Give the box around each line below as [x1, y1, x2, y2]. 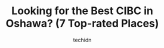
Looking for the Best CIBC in [11, 4, 153, 18]
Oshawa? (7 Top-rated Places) [5, 17, 159, 30]
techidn [73, 36, 92, 43]
